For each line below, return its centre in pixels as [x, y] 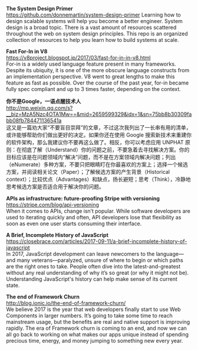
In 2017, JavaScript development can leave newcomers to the [80, 254]
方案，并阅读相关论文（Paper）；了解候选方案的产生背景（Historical [88, 172]
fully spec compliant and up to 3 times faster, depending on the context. [94, 89]
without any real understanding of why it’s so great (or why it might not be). [98, 273]
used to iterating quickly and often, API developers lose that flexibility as [94, 217]
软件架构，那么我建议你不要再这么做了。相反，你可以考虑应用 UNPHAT [97, 142]
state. [13, 285]
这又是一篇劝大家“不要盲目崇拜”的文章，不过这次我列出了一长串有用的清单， [99, 127]
